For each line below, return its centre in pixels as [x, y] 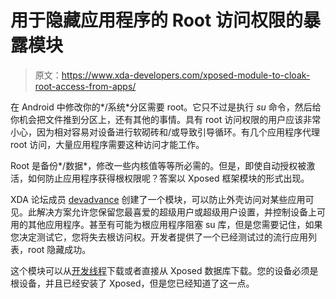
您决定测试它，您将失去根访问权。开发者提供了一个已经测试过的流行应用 [159, 237]
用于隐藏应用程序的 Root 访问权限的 [156, 20]
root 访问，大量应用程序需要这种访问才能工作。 [107, 144]
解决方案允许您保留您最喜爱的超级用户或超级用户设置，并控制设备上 [176, 212]
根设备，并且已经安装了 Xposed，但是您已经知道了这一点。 [132, 283]
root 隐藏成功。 [59, 249]
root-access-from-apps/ [85, 86]
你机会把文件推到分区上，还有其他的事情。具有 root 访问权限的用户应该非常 [166, 119]
